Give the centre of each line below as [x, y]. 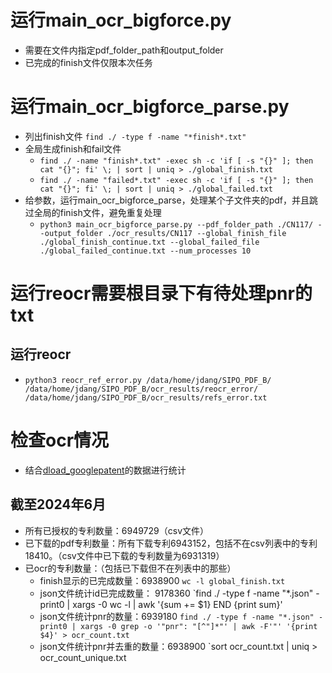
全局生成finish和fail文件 [73, 148]
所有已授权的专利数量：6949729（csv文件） [117, 530]
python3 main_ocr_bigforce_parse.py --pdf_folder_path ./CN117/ [176, 224]
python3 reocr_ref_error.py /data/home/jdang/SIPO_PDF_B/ [148, 380]
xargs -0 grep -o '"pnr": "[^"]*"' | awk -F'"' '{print [199, 626]
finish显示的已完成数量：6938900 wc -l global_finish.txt [162, 580]
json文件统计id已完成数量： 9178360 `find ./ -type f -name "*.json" [176, 593]
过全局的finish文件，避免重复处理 [93, 212]
